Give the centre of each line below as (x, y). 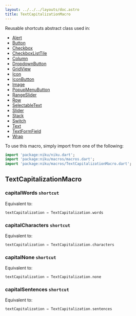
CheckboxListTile (29, 53)
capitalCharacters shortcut (38, 225)
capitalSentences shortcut (37, 289)
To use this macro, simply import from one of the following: (64, 146)
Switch (19, 121)
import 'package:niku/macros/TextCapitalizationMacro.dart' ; (68, 164)
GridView (21, 68)
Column (20, 58)
